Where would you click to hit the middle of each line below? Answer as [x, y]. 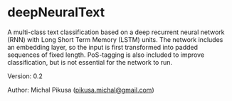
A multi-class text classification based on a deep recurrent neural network [116, 32]
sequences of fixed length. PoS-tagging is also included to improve [106, 55]
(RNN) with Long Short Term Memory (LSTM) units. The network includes [115, 39]
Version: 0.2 [25, 76]
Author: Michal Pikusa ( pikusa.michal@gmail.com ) [81, 90]
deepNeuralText [56, 12]
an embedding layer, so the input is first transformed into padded [102, 47]
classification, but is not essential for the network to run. [90, 62]
